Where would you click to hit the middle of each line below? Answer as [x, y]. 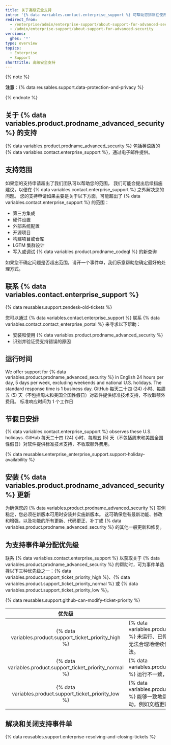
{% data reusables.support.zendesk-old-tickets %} [59, 307]
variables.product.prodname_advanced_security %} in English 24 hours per [84, 377]
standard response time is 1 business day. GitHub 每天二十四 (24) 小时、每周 [85, 389]
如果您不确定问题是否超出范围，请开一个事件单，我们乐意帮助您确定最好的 [83, 262]
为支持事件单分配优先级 [42, 545]
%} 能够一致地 [146, 696]
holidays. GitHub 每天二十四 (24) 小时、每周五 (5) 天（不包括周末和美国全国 [84, 438]
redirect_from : [21, 19]
